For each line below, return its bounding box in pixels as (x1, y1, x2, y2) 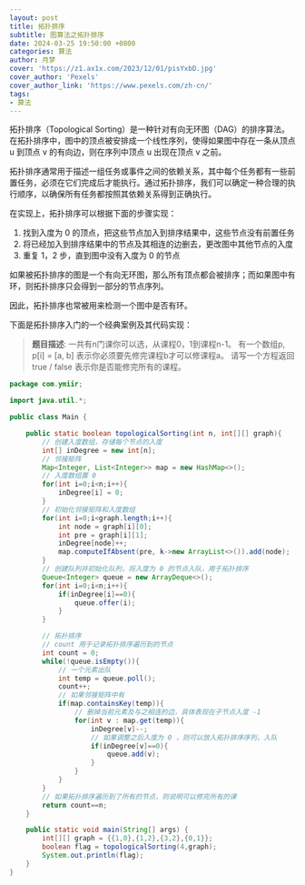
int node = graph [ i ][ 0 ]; (57, 522, 152, 531)
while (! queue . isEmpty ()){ (42, 657, 141, 666)
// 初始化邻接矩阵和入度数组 (42, 505, 136, 514)
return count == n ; (42, 800, 107, 810)
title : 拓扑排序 (9, 22, 65, 31)
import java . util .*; (9, 397, 88, 406)
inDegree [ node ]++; (57, 538, 128, 548)
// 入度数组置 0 (42, 471, 97, 480)
